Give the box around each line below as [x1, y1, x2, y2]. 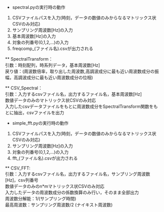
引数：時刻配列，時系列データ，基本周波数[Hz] [5, 62, 100, 68]
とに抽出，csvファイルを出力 [5, 110, 65, 115]
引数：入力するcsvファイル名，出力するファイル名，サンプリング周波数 [5, 171, 150, 177]
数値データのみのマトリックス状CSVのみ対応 [5, 98, 96, 103]
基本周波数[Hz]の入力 [12, 34, 56, 39]
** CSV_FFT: [5, 165, 31, 171]
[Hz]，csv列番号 [5, 177, 38, 183]
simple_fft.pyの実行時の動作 [12, 120, 69, 126]
